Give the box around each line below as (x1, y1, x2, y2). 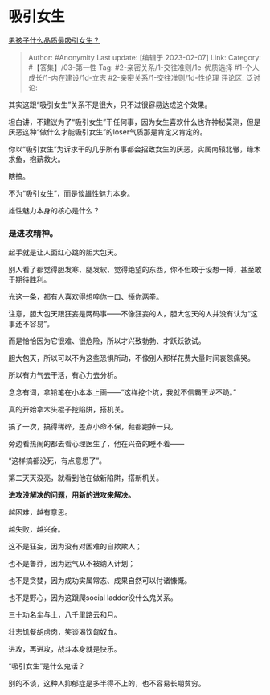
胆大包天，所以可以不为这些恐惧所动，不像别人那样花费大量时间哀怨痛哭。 (8, 354, 255, 363)
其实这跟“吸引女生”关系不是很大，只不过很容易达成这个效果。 (8, 100, 212, 110)
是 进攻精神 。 (8, 227, 59, 238)
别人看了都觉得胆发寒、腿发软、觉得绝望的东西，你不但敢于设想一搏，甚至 (8, 265, 255, 275)
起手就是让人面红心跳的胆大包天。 (8, 247, 121, 258)
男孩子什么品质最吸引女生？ (8, 35, 100, 45)
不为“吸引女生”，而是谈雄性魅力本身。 (8, 188, 135, 198)
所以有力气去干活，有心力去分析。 (8, 370, 121, 380)
